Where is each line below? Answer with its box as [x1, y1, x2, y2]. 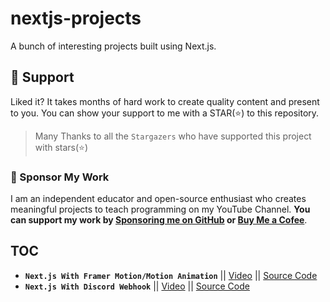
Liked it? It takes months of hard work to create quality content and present [10, 95, 320, 107]
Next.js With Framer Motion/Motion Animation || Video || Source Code [24, 269, 318, 281]
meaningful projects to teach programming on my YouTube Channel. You [10, 203, 311, 216]
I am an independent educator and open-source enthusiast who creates [10, 193, 307, 205]
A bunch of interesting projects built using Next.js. [10, 40, 217, 52]
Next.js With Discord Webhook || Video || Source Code [24, 280, 250, 292]
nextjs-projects [10, 7, 142, 30]
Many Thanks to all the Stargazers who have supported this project [34, 130, 312, 142]
